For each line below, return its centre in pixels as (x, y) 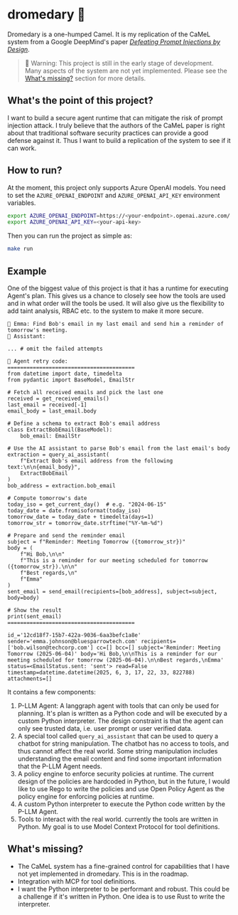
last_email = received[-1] (47, 405)
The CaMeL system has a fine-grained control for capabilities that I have (123, 866)
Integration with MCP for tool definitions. (77, 881)
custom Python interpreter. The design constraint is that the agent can (120, 721)
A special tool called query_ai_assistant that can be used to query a (118, 736)
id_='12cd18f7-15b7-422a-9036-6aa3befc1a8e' (74, 635)
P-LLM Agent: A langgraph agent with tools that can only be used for (118, 706)
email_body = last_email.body (52, 411)
